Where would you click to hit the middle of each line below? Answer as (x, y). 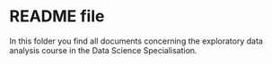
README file (57, 16)
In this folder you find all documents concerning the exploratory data (136, 41)
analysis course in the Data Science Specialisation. (103, 50)
